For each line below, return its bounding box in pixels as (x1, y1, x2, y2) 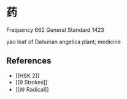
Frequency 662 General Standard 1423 (6, 26, 104, 34)
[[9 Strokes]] (15, 78, 48, 86)
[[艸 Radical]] (15, 86, 49, 93)
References (6, 56, 52, 66)
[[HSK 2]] (15, 71, 40, 79)
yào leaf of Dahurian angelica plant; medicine (6, 38, 121, 45)
